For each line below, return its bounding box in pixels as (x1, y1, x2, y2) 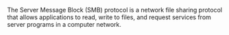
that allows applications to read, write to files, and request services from (7, 13, 211, 21)
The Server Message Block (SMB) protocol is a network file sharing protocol (7, 6, 223, 14)
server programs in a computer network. (7, 21, 122, 28)
